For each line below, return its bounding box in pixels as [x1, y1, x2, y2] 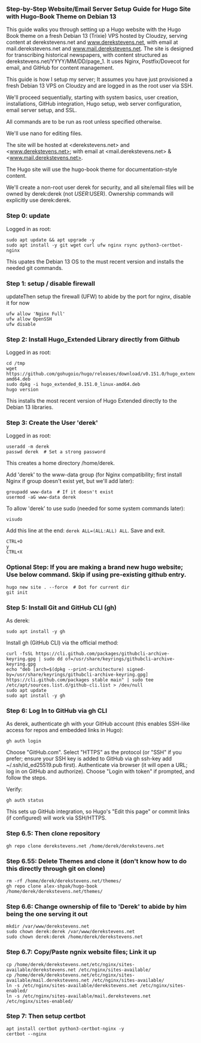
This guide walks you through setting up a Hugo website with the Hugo [6, 26, 181, 33]
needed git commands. [6, 264, 63, 271]
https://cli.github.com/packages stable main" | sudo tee [6, 677, 154, 683]
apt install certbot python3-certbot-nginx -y [6, 1026, 124, 1032]
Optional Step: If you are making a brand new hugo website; [6, 563, 184, 571]
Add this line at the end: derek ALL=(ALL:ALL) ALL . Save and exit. [6, 527, 166, 534]
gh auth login [6, 738, 42, 744]
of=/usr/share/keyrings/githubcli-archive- [65, 656, 175, 662]
